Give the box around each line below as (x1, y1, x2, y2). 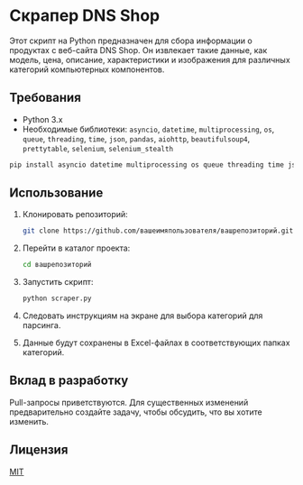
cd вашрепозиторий (22, 261, 92, 270)
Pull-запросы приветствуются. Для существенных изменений (9, 397, 249, 407)
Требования (9, 90, 81, 105)
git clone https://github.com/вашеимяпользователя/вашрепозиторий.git (22, 226, 294, 235)
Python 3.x (22, 114, 63, 124)
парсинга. (22, 320, 61, 331)
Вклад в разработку (9, 373, 129, 389)
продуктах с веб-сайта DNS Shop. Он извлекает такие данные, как (9, 44, 268, 55)
